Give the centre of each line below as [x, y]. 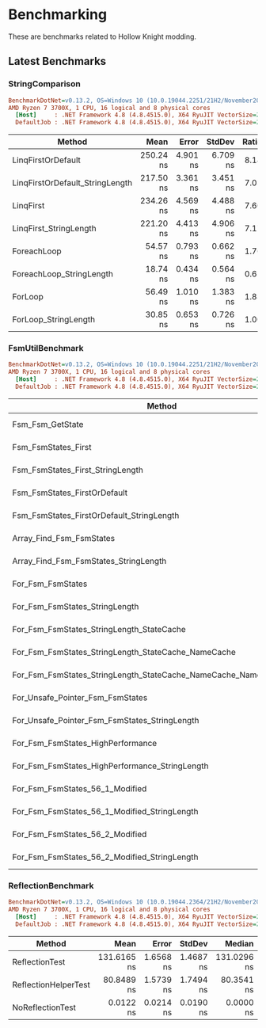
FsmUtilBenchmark [46, 348]
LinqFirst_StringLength [54, 229]
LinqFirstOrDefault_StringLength [72, 183]
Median [239, 943]
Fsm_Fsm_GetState [48, 424]
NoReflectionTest [44, 1007]
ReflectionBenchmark [51, 885]
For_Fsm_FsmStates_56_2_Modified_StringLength [105, 857]
